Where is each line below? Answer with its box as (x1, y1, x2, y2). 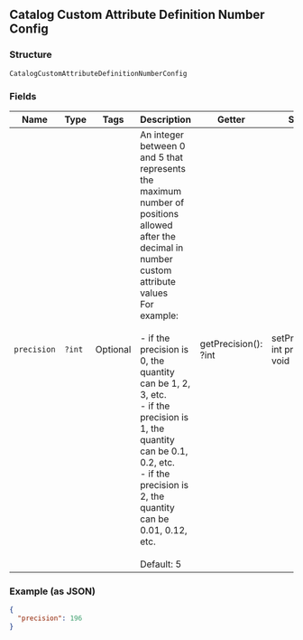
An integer (139, 128, 185, 141)
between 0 (139, 139, 186, 152)
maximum (139, 184, 182, 197)
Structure (9, 49, 52, 61)
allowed (139, 219, 173, 231)
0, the (139, 354, 165, 367)
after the (139, 230, 176, 242)
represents (139, 162, 187, 174)
